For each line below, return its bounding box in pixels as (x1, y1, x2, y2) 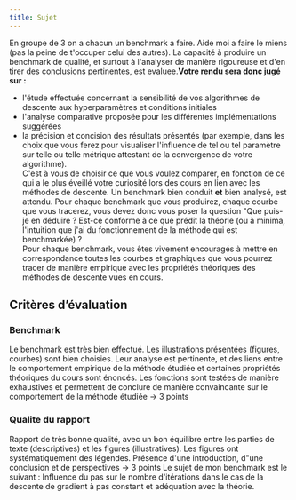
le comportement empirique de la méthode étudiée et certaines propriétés (9, 363, 281, 374)
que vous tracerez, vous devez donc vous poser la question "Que (21, 205, 262, 216)
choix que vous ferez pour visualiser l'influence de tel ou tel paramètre (21, 139, 282, 150)
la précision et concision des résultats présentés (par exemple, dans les (21, 130, 285, 140)
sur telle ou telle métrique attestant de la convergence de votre (21, 148, 253, 160)
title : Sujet (9, 12, 58, 22)
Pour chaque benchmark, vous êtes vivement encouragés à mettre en (21, 243, 278, 254)
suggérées (21, 121, 62, 131)
